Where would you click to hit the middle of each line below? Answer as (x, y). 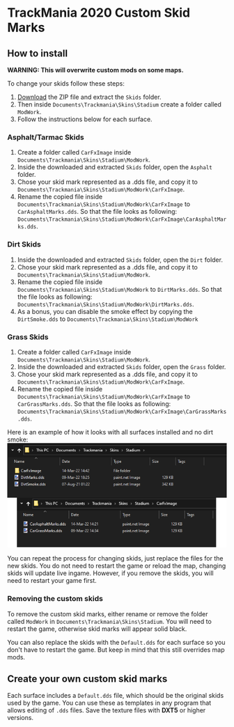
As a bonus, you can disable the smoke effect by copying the (105, 311)
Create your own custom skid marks (87, 679)
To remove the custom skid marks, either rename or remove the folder (108, 613)
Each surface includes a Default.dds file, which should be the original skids (116, 696)
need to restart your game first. (52, 581)
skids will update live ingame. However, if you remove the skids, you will (110, 573)
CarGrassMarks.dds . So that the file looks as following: (94, 404)
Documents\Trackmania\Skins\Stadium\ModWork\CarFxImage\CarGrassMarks (122, 412)
